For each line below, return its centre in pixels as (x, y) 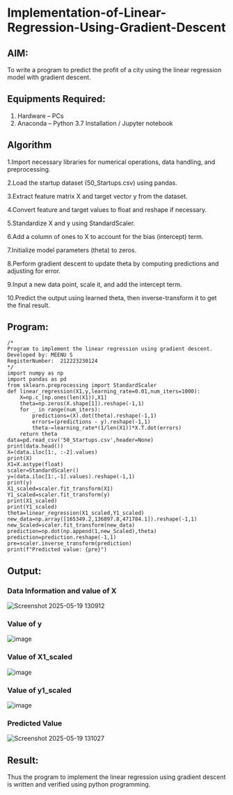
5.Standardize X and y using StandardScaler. (71, 223)
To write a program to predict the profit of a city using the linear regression (114, 70)
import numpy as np (35, 373)
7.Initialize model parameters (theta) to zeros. (72, 250)
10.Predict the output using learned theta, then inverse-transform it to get (112, 297)
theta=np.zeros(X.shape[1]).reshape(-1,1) (82, 404)
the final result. (29, 305)
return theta (39, 434)
